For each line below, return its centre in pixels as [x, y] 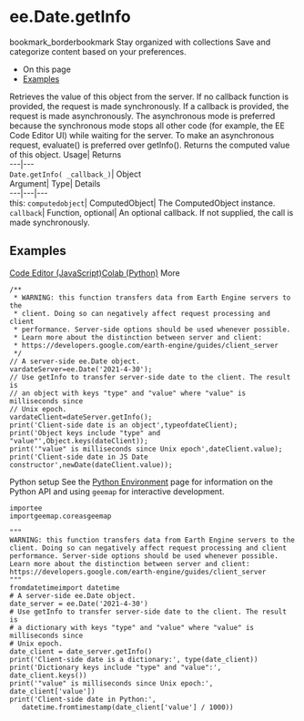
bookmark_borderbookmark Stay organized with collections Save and [140, 42]
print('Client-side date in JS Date [79, 457]
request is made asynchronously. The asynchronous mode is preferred [142, 116]
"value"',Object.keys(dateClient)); [79, 441]
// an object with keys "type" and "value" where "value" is [128, 393]
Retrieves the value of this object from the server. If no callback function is [149, 96]
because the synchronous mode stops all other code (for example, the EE [147, 126]
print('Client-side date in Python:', [83, 699]
